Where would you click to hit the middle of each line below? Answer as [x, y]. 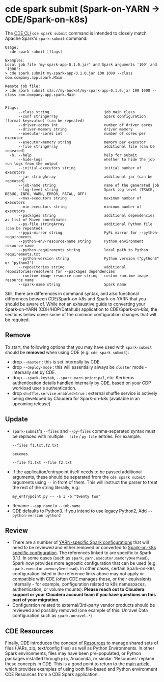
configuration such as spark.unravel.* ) [52, 616]
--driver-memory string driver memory [75, 129]
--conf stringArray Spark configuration [82, 116]
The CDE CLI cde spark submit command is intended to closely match [76, 33]
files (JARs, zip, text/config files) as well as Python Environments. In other [80, 648]
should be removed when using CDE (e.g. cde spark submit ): [67, 352]
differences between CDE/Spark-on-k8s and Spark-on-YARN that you [76, 298]
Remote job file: [23, 86]
